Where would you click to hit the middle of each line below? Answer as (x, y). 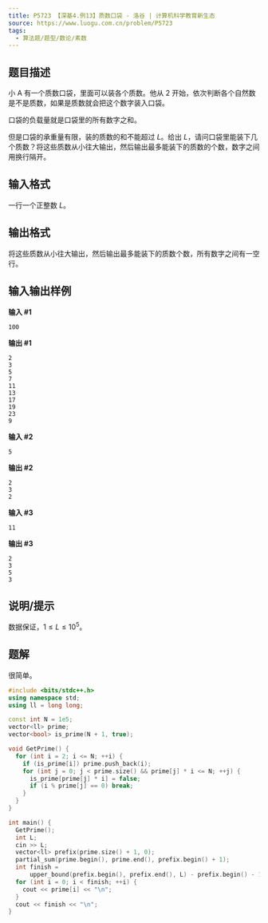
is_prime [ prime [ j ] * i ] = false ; (85, 778)
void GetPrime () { (39, 749)
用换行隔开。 (29, 157)
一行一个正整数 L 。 (39, 205)
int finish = (37, 867)
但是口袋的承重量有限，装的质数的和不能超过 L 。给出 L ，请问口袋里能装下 (130, 137)
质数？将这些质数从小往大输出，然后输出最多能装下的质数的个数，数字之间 (137, 147)
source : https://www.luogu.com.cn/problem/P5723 (91, 23)
